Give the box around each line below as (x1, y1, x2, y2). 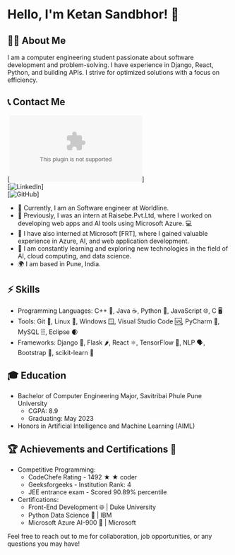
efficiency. (7, 76, 38, 84)
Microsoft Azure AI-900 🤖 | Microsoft (28, 518, 136, 527)
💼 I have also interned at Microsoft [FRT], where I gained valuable (17, 229, 208, 237)
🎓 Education (7, 370, 67, 382)
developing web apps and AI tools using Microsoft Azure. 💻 (17, 219, 193, 227)
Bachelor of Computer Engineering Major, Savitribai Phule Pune (17, 392, 203, 400)
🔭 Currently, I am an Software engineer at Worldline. (17, 203, 169, 212)
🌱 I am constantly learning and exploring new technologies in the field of (17, 244, 229, 253)
